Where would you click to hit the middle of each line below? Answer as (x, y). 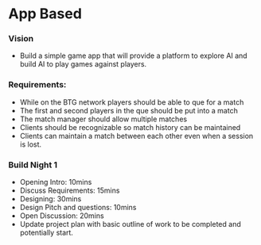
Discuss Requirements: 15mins (70, 190)
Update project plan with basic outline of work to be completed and (130, 224)
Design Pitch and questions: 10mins (78, 208)
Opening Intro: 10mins (56, 182)
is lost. (31, 144)
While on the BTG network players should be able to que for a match (132, 102)
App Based (45, 14)
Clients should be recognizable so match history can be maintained (130, 127)
